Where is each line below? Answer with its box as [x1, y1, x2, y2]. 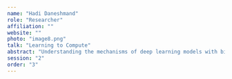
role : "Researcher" [7, 16, 64, 23]
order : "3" [7, 61, 39, 68]
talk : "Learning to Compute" [7, 42, 91, 49]
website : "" [7, 29, 41, 36]
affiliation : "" [7, 23, 54, 30]
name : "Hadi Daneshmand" [7, 10, 79, 17]
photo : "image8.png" [7, 36, 67, 43]
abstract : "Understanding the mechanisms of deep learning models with [7, 49, 217, 56]
